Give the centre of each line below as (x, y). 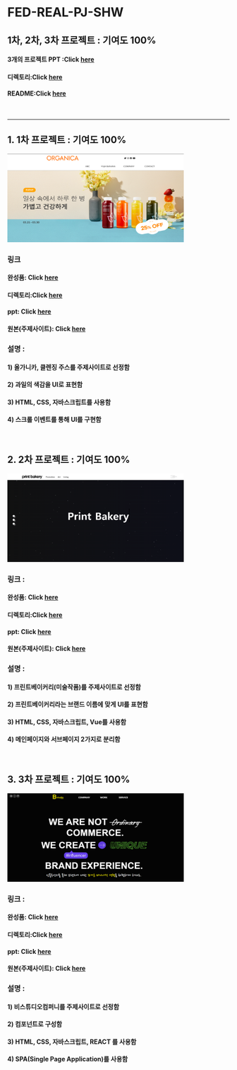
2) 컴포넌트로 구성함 (35, 1024)
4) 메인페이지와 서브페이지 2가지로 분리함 (64, 740)
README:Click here (37, 93)
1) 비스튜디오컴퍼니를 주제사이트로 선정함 (63, 1006)
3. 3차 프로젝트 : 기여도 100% (69, 780)
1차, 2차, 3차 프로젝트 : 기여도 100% (82, 40)
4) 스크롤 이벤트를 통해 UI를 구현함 (54, 420)
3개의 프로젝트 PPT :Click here (51, 59)
